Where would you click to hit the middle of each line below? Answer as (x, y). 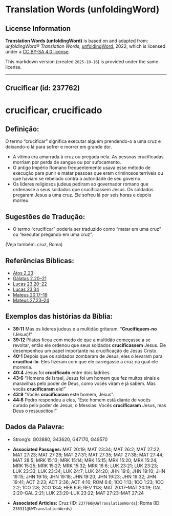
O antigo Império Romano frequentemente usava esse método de (82, 168)
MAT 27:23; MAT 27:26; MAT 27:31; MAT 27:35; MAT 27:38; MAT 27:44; (88, 455)
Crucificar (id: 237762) (43, 88)
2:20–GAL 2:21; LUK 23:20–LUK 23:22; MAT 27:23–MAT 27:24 (78, 493)
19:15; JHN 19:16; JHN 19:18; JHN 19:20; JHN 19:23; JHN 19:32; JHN (84, 476)
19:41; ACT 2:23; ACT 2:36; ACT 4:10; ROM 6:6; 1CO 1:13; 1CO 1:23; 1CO (88, 482)
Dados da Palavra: (35, 427)
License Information (38, 29)
